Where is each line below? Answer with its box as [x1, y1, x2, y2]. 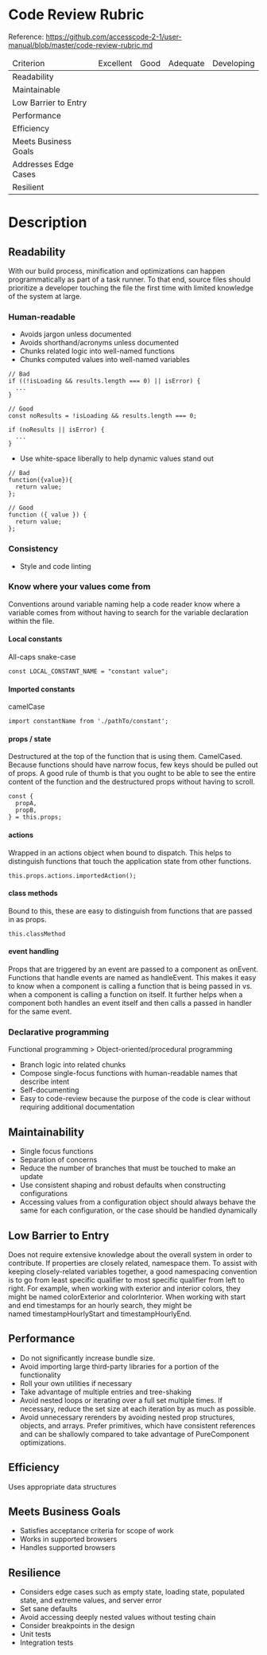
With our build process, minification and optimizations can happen [8, 266, 226, 275]
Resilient [12, 181, 44, 193]
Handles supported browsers [19, 1543, 116, 1552]
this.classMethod [8, 929, 66, 938]
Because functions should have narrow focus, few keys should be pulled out [8, 760, 258, 769]
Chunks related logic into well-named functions [19, 346, 175, 356]
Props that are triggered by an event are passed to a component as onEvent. [8, 964, 258, 974]
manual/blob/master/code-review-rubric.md [8, 40, 153, 49]
